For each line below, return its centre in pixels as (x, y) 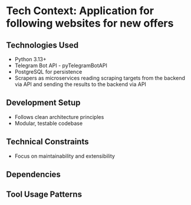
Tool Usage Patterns (44, 195)
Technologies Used (42, 45)
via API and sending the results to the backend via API (80, 84)
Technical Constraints (47, 142)
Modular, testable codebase (49, 123)
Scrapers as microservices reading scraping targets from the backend (100, 78)
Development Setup (43, 103)
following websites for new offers (90, 23)
